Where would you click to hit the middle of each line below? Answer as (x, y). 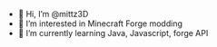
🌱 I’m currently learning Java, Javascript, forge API (113, 33)
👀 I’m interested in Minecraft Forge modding (100, 23)
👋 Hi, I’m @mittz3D (53, 14)
